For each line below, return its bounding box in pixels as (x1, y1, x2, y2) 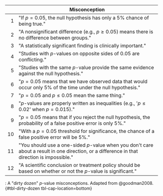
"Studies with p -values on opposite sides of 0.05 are (18, 50, 140, 57)
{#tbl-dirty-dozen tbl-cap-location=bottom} (5, 185, 92, 191)
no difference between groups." (18, 34, 91, 41)
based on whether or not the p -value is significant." (18, 168, 137, 174)
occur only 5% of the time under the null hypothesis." (18, 84, 141, 91)
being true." (18, 20, 46, 27)
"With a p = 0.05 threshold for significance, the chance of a (18, 128, 155, 134)
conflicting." (18, 56, 47, 63)
